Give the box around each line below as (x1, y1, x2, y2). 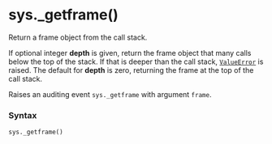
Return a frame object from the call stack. (8, 32, 148, 42)
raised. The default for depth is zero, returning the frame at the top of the (8, 65, 254, 74)
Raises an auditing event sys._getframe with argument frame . (8, 89, 212, 99)
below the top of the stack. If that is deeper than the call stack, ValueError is (8, 57, 264, 66)
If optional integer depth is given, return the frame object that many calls (8, 48, 252, 57)
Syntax (8, 109, 37, 121)
